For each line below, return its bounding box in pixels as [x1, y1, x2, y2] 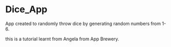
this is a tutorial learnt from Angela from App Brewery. [5, 36, 120, 42]
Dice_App [5, 4, 48, 15]
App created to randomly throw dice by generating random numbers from [5, 20, 161, 27]
